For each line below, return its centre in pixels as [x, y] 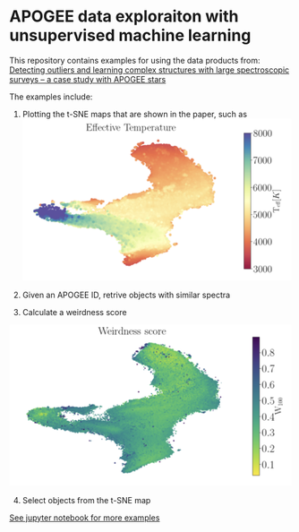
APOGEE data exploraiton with [124, 17]
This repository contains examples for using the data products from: [135, 60]
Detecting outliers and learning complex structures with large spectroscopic [149, 70]
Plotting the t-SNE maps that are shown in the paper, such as [135, 114]
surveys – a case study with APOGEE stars [88, 79]
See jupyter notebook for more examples [85, 518]
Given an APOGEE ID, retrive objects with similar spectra [126, 295]
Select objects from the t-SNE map [86, 500]
